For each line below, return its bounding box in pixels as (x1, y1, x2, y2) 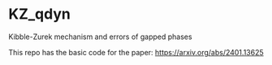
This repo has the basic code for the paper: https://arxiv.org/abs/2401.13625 (8, 47, 264, 57)
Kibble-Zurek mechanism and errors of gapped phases (8, 32, 192, 41)
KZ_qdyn (8, 5, 71, 24)
